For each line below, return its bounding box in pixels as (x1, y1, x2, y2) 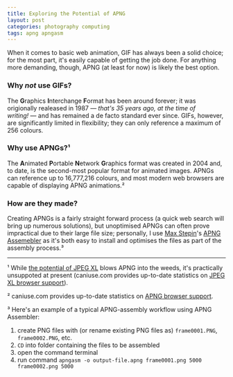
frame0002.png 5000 (17, 363, 74, 370)
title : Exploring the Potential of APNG (7, 10, 126, 17)
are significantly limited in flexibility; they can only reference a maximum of (7, 119, 221, 127)
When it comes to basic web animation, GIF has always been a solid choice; (7, 49, 224, 57)
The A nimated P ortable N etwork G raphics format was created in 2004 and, (7, 159, 223, 167)
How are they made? (7, 199, 78, 208)
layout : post (7, 17, 45, 24)
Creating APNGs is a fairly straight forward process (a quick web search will (7, 215, 224, 223)
